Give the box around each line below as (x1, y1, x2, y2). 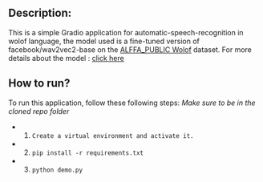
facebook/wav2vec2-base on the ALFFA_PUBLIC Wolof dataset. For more (8, 44, 253, 55)
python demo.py (31, 166, 83, 174)
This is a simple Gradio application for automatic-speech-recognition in (8, 27, 244, 37)
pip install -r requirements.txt (31, 148, 144, 157)
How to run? (8, 76, 71, 91)
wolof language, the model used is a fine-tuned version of (8, 36, 200, 46)
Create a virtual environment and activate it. (31, 131, 194, 140)
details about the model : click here (8, 53, 124, 63)
